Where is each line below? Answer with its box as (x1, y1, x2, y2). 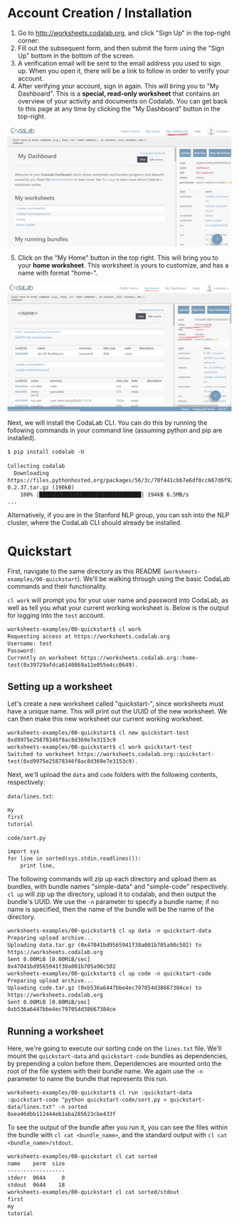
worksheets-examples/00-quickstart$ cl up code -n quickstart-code (7, 970, 212, 978)
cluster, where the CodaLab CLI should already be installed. (7, 518, 183, 527)
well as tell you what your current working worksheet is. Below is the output (7, 603, 229, 611)
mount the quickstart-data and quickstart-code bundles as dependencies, (7, 1052, 228, 1060)
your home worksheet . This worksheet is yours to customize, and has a (17, 260, 229, 269)
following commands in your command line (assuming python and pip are (7, 426, 223, 435)
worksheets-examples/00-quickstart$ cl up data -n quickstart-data (7, 928, 212, 935)
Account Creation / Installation (7, 5, 192, 21)
